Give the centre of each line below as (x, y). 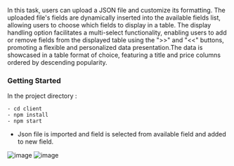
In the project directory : (42, 96)
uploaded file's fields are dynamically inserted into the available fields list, (114, 18)
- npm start (25, 121)
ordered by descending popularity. (57, 62)
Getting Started (34, 80)
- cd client (25, 109)
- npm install (28, 115)
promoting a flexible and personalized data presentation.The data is (105, 47)
